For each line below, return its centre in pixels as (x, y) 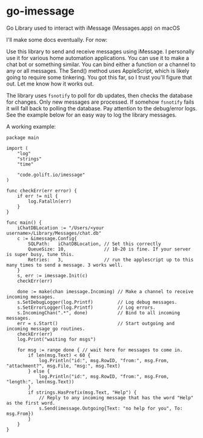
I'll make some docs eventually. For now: (57, 39)
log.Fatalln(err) (50, 201)
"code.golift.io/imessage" (51, 175)
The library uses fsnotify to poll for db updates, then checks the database (99, 95)
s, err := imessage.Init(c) (52, 275)
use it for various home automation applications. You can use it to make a (98, 58)
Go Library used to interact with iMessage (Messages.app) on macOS (93, 28)
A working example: (31, 126)
